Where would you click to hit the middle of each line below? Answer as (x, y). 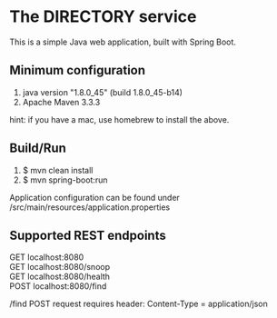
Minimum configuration (78, 70)
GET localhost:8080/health (60, 277)
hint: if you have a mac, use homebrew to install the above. (119, 119)
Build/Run (38, 149)
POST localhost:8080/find (58, 286)
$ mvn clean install (58, 170)
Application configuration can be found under (94, 197)
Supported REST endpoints (88, 235)
